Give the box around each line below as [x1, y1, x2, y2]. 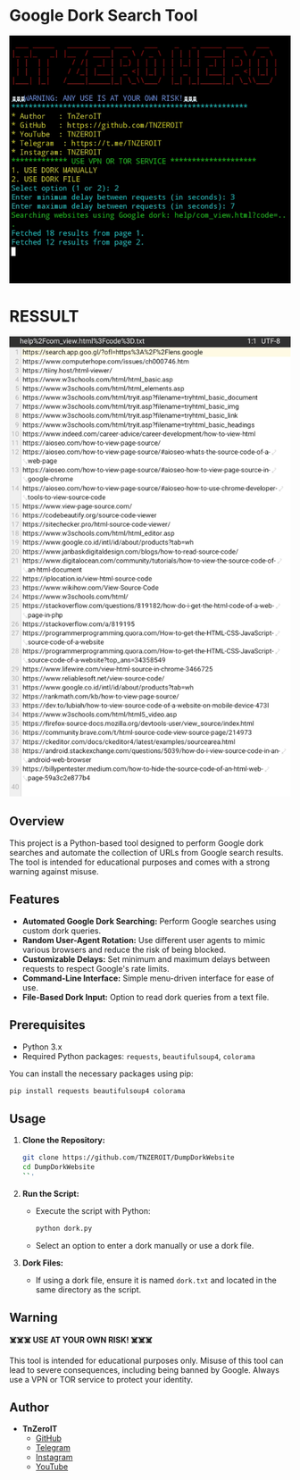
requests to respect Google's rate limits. [21, 963, 170, 974]
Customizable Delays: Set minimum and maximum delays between [21, 953, 271, 965]
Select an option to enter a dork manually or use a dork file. [35, 1240, 254, 1250]
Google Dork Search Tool [9, 5, 198, 26]
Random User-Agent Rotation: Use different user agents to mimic [21, 934, 266, 945]
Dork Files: [21, 1257, 64, 1268]
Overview [9, 814, 65, 829]
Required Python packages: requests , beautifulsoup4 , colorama [21, 1050, 256, 1061]
